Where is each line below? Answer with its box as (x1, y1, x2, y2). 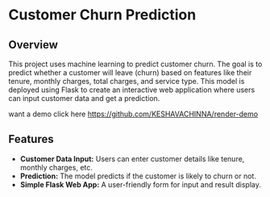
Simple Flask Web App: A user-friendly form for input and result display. (19, 179, 262, 189)
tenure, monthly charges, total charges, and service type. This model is (8, 77, 245, 86)
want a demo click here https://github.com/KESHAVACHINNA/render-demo (8, 109, 259, 119)
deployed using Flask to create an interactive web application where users (8, 85, 255, 94)
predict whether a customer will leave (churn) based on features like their (8, 68, 252, 78)
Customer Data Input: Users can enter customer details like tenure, (19, 153, 245, 163)
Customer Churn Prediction (8, 6, 197, 24)
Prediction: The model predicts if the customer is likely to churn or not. (19, 171, 256, 181)
